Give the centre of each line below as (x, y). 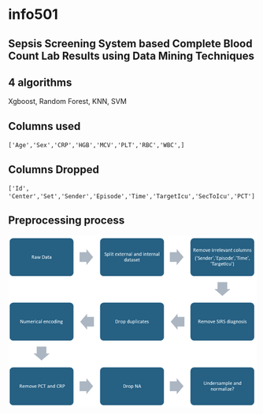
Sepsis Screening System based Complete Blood (130, 44)
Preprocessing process (67, 221)
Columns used (44, 126)
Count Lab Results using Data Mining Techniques (131, 55)
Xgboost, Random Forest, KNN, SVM (68, 102)
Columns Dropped (54, 170)
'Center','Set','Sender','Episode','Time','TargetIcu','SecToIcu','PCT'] (132, 197)
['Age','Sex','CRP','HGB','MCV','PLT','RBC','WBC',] (96, 146)
